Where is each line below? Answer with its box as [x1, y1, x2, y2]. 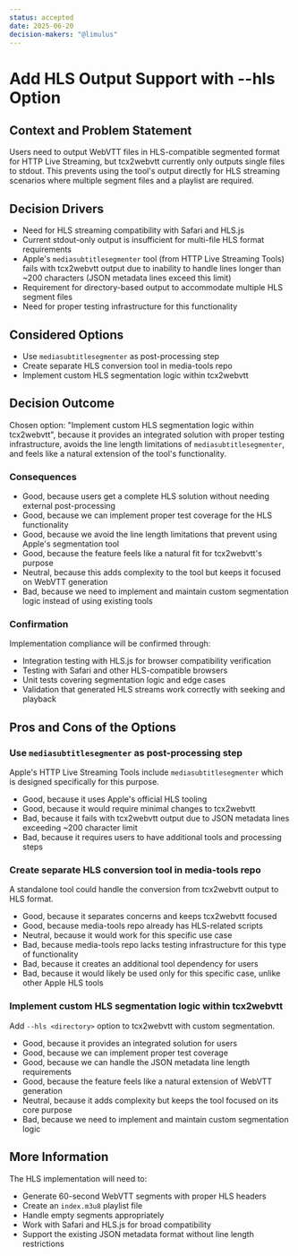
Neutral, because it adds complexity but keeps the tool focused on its [21, 1095, 279, 1105]
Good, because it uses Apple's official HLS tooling [21, 794, 208, 804]
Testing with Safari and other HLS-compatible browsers [21, 665, 228, 676]
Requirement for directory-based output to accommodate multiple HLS [21, 282, 284, 293]
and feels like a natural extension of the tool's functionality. [9, 448, 226, 459]
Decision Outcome [9, 396, 115, 411]
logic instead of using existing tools [21, 596, 154, 606]
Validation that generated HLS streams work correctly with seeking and [21, 684, 285, 695]
